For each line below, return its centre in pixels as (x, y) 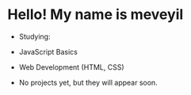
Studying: (34, 36)
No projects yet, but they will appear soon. (88, 82)
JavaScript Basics (48, 51)
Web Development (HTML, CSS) (71, 67)
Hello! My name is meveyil (95, 15)
